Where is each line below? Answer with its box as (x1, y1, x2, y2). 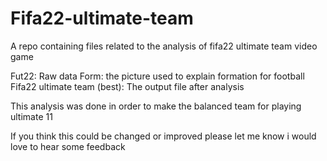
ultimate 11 (10, 110, 53, 122)
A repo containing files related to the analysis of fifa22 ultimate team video (10, 40, 318, 52)
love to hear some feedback (10, 140, 126, 152)
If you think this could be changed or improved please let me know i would (10, 130, 317, 142)
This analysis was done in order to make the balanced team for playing (10, 100, 302, 112)
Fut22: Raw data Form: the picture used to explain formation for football (10, 70, 305, 82)
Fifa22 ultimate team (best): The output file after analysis (10, 80, 245, 92)
